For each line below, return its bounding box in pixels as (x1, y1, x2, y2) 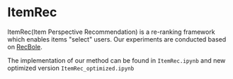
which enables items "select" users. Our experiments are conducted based (7, 35, 227, 43)
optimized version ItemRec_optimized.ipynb (7, 63, 135, 72)
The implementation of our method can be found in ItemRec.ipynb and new (7, 56, 226, 64)
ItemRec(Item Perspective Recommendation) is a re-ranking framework (7, 28, 215, 36)
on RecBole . (7, 42, 42, 51)
